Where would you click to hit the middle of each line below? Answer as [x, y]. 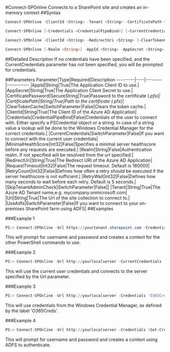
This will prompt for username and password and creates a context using [81, 339]
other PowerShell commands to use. [43, 243]
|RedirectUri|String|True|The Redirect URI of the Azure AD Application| [79, 160]
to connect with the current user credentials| [52, 139]
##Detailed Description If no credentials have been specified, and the [78, 59]
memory [14, 13]
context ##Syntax [42, 13]
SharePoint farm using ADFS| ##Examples [70, 208]
